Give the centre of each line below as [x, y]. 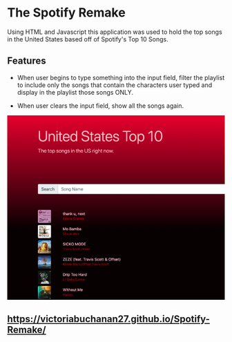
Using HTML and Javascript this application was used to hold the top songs [115, 32]
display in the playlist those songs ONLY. [75, 92]
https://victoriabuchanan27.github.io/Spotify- [109, 319]
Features [27, 61]
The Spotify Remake [66, 13]
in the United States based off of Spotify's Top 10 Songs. [88, 39]
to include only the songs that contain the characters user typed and [115, 85]
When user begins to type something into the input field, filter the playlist [121, 77]
